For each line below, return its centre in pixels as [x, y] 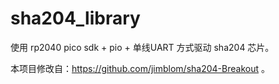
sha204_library [75, 18]
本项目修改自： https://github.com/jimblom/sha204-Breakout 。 [140, 68]
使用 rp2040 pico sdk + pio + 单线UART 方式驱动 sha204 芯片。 [142, 47]
